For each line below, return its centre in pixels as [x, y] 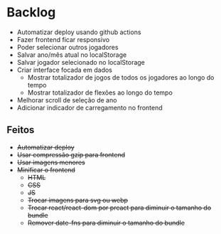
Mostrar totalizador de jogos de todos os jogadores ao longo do [121, 77]
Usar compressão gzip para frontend [71, 154]
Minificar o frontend [46, 170]
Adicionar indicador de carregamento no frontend [90, 107]
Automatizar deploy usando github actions [79, 32]
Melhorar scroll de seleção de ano [67, 100]
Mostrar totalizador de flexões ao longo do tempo [100, 92]
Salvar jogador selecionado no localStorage [81, 62]
